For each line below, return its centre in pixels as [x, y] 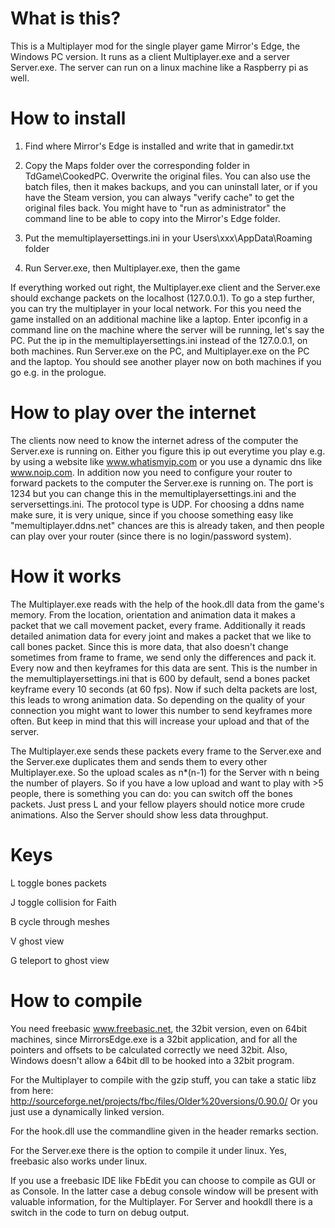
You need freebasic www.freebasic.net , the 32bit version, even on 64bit [159, 1028]
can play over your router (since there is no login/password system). [151, 536]
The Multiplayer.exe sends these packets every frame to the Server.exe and [166, 751]
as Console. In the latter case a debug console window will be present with [164, 1191]
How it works [66, 576]
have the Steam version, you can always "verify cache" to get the [159, 197]
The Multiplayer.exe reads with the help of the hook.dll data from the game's [167, 604]
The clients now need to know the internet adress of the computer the [154, 440]
